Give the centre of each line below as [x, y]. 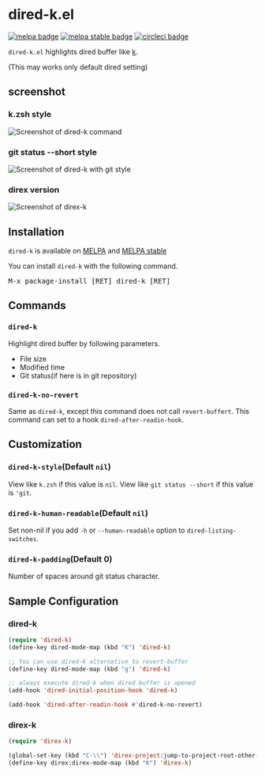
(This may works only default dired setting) [78, 67]
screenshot [37, 92]
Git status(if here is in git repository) [78, 375]
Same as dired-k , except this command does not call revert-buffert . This [129, 412]
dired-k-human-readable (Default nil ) [78, 513]
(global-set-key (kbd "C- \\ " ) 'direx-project [84, 756]
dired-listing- [211, 531]
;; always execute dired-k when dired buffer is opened [102, 683]
